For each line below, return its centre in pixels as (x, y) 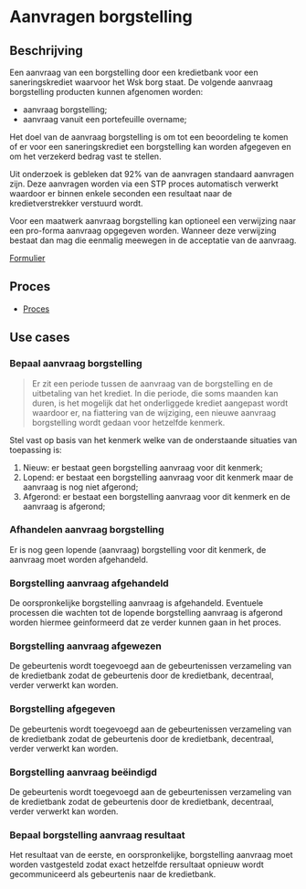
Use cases (40, 338)
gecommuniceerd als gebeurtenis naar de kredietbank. (113, 874)
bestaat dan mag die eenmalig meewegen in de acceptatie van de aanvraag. (153, 240)
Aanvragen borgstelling (101, 17)
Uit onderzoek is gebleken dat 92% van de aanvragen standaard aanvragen (152, 174)
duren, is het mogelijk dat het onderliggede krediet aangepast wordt (160, 403)
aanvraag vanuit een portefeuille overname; (105, 119)
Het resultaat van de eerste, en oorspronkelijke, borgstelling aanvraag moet (151, 855)
